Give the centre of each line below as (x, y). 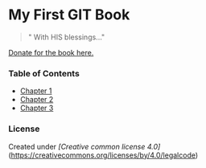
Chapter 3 (37, 108)
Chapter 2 (37, 100)
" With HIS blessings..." (66, 37)
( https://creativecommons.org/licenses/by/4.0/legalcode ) (103, 155)
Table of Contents (44, 73)
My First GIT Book (69, 15)
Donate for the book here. (51, 52)
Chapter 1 (36, 91)
